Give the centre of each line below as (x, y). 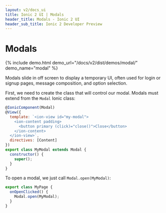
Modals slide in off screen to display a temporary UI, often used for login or (83, 78)
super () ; (23, 159)
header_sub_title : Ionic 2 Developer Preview (54, 24)
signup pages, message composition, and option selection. (66, 83)
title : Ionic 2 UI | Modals (35, 15)
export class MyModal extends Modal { (46, 150)
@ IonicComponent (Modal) (30, 108)
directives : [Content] (33, 140)
